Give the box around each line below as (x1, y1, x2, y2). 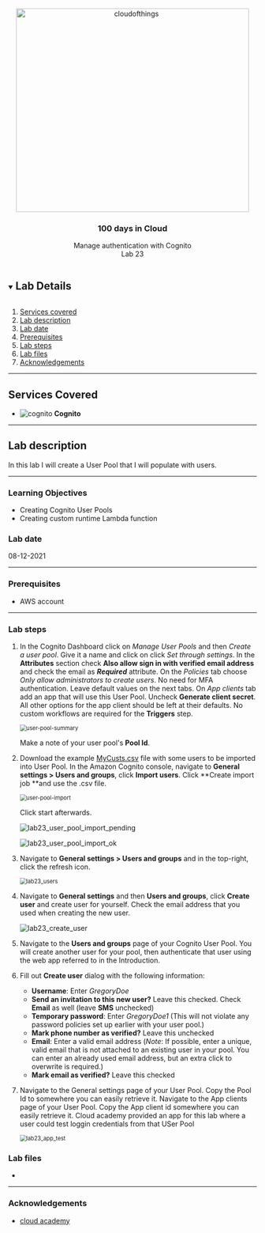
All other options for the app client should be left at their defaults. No (19, 700, 243, 709)
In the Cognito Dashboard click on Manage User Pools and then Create (19, 641, 251, 651)
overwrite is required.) (31, 1061, 104, 1071)
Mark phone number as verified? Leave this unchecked (31, 1028, 215, 1038)
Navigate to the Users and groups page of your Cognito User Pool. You (19, 938, 252, 948)
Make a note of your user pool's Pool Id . (19, 738, 151, 747)
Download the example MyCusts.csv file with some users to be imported (19, 753, 256, 762)
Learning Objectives (8, 487, 88, 498)
